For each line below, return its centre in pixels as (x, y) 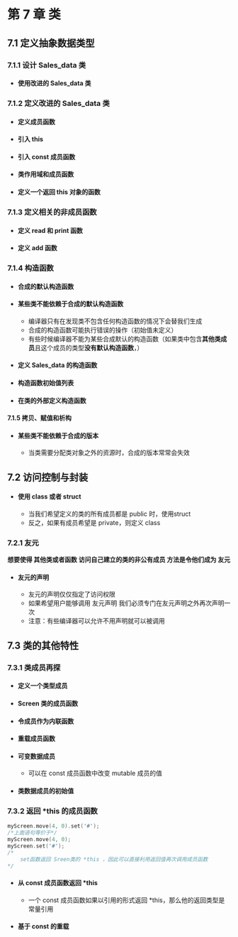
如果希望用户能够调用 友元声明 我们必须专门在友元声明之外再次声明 (126, 603)
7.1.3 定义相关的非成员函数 (52, 212)
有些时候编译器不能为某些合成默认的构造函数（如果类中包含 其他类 (124, 339)
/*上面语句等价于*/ (32, 833)
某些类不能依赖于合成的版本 (58, 435)
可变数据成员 (36, 756)
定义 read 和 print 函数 (50, 230)
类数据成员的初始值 (46, 791)
